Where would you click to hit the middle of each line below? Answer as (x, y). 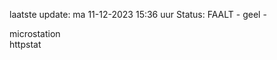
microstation (35, 33)
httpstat (25, 44)
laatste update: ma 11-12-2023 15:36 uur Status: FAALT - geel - (138, 14)
